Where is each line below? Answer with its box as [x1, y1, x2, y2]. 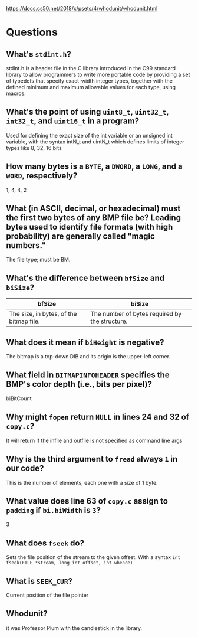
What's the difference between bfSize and [6, 273, 165, 283]
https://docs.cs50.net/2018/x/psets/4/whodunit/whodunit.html [6, 5, 158, 12]
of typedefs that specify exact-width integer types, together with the [6, 77, 173, 84]
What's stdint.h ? [6, 49, 72, 59]
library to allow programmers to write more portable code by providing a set [6, 71, 190, 78]
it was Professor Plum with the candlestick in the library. [6, 624, 143, 631]
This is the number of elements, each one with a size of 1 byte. [6, 479, 158, 486]
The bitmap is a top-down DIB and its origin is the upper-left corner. [6, 353, 171, 360]
